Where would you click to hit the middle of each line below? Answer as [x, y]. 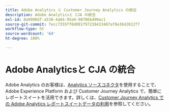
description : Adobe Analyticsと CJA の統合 [50, 15]
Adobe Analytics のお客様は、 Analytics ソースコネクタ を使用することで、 [82, 85]
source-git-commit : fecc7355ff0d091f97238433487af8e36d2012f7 [73, 24]
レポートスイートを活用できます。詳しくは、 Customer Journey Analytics [82, 97]
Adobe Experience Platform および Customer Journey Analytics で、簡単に [83, 91]
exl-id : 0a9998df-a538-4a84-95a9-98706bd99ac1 [55, 19]
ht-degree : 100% [22, 39]
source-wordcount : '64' [31, 34]
